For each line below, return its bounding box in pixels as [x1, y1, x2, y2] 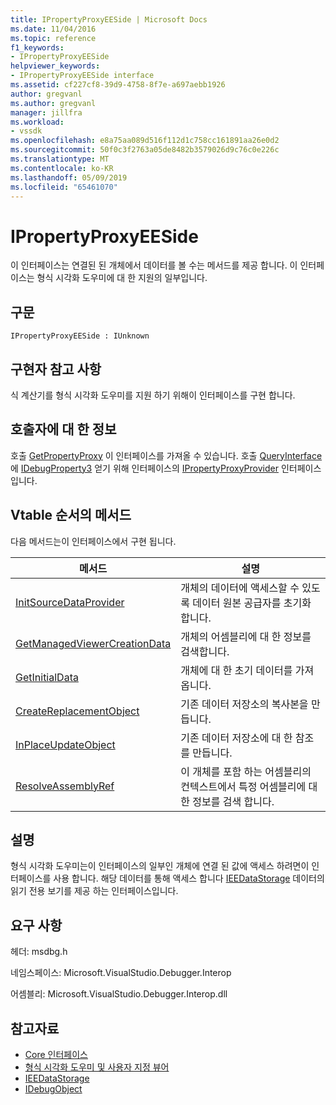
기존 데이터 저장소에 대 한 [180, 731, 293, 745]
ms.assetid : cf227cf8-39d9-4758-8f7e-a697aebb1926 [10, 80, 226, 90]
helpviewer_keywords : [10, 61, 101, 71]
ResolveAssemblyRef [15, 779, 115, 793]
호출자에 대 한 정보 [10, 421, 117, 438]
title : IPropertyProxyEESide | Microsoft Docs [10, 14, 208, 25]
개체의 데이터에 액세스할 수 [180, 581, 300, 595]
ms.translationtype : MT [10, 154, 110, 164]
